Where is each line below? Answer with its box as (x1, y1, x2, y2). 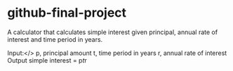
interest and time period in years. (7, 35, 103, 43)
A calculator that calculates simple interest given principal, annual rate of (7, 28, 218, 36)
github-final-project (7, 5, 127, 21)
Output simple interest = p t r (7, 56, 88, 64)
